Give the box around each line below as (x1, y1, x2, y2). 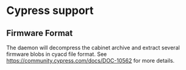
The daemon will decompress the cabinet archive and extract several (6, 44, 180, 51)
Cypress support (6, 4, 94, 18)
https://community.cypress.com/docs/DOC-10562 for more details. (6, 57, 175, 64)
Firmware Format (6, 28, 73, 38)
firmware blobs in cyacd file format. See (6, 51, 107, 58)
